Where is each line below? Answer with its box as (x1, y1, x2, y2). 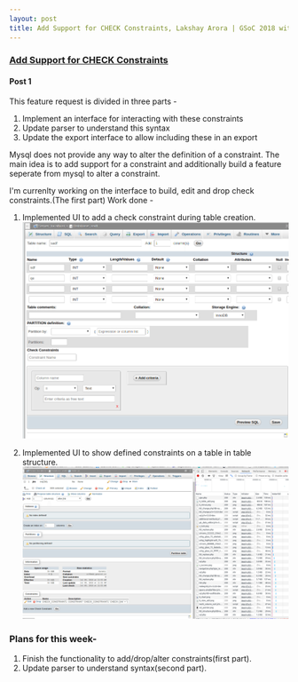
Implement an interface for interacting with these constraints (21, 113, 244, 123)
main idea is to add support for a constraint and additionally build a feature (9, 158, 282, 169)
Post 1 (9, 76, 32, 87)
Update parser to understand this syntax (21, 123, 170, 133)
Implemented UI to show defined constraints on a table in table (21, 447, 252, 457)
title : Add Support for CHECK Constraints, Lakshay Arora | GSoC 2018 (9, 23, 276, 33)
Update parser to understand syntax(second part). (21, 662, 207, 673)
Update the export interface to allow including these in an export (21, 131, 258, 142)
